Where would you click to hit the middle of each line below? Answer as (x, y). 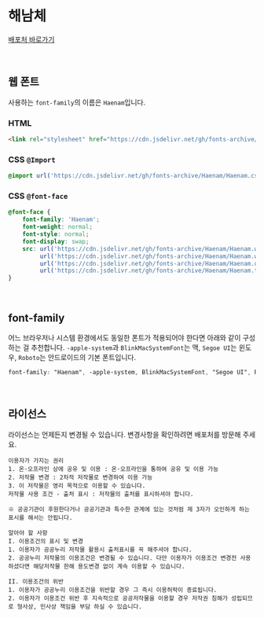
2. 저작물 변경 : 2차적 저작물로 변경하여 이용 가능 (81, 477)
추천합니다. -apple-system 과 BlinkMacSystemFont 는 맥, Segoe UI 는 (134, 348)
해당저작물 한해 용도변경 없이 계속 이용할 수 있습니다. (109, 566)
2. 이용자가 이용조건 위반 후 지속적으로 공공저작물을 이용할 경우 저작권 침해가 (118, 598)
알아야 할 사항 (28, 533)
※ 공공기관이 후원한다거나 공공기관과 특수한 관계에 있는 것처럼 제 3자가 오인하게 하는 (129, 509)
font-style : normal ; (56, 234)
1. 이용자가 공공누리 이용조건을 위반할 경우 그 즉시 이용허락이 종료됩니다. (113, 590)
